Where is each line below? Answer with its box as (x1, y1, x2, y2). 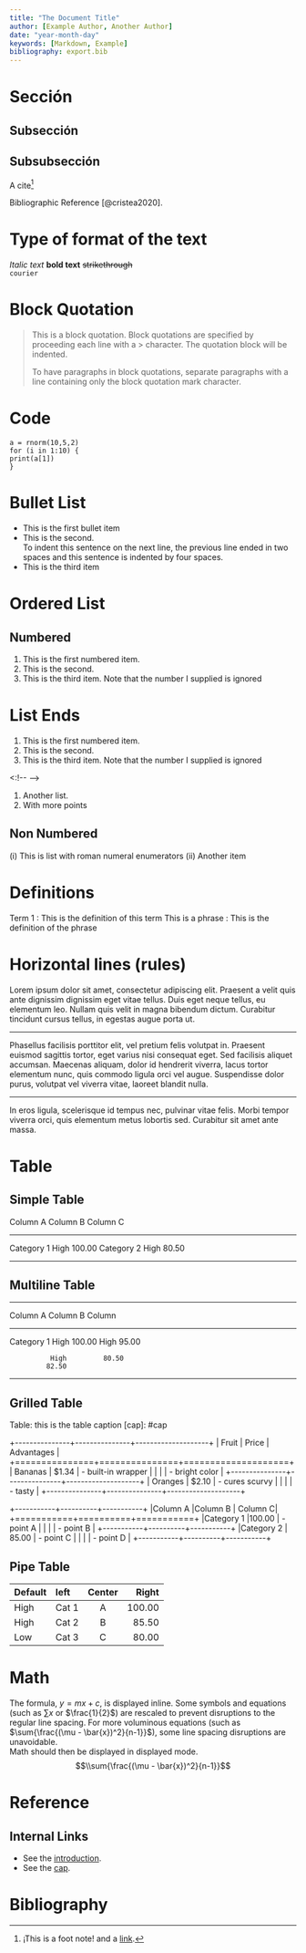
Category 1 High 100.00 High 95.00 (9, 1336, 141, 1347)
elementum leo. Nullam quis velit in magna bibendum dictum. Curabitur (9, 1003, 276, 1014)
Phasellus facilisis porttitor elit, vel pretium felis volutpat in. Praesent (9, 1039, 266, 1050)
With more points (22, 799, 88, 810)
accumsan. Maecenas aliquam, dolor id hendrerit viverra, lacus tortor (9, 1059, 269, 1070)
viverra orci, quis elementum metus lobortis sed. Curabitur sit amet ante (9, 1114, 280, 1125)
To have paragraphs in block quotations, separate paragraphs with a (31, 367, 289, 378)
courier (9, 269, 39, 278)
